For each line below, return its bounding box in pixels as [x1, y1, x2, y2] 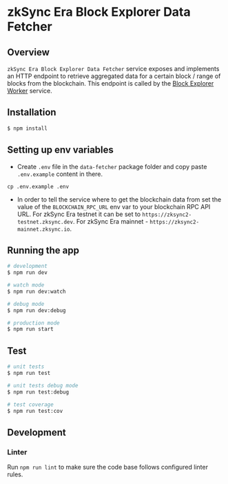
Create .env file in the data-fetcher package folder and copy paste [17, 162, 207, 171]
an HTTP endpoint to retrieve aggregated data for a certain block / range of [7, 72, 221, 80]
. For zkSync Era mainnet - [72, 217, 149, 225]
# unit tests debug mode [7, 382, 79, 389]
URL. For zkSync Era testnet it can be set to [17, 210, 141, 218]
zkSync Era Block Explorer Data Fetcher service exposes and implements [7, 65, 220, 72]
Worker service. [7, 87, 53, 95]
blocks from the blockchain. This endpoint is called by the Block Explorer [7, 79, 214, 87]
